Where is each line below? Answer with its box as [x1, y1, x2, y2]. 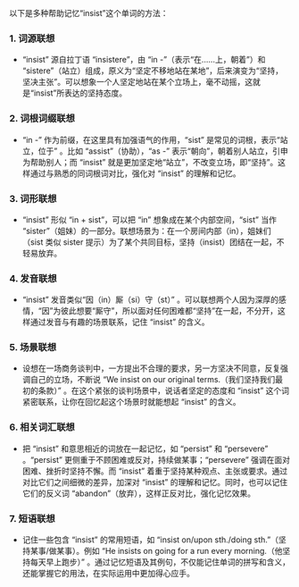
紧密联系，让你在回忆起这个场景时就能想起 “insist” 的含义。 [21, 397, 241, 407]
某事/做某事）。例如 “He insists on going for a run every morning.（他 [29, 546, 283, 557]
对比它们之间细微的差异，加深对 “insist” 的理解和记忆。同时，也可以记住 [21, 476, 288, 487]
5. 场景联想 [9, 341, 57, 354]
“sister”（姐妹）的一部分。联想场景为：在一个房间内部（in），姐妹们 [21, 225, 272, 236]
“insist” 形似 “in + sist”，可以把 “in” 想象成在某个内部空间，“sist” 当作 [21, 214, 277, 225]
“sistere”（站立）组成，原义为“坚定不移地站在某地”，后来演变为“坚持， [21, 65, 284, 76]
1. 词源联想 [9, 32, 55, 45]
